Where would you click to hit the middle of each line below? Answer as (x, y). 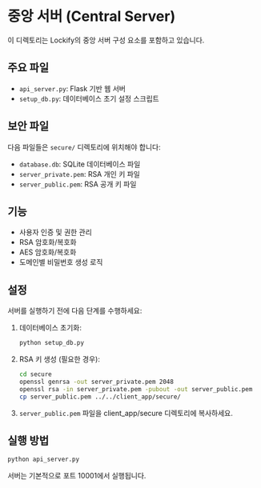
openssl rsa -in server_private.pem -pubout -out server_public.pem (136, 389)
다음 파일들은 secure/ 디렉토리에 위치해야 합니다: (84, 147)
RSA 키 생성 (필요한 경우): (60, 359)
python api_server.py (44, 460)
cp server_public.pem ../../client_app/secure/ (100, 397)
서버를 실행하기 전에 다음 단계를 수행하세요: (75, 311)
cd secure (36, 374)
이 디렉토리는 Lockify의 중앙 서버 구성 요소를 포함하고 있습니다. (106, 40)
